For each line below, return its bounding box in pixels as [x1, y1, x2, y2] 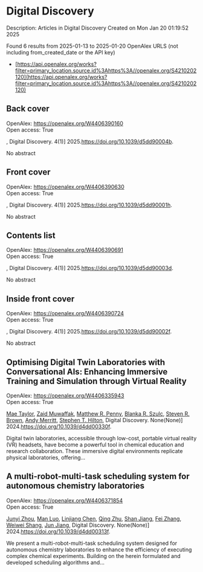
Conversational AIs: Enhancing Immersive [6, 367, 168, 377]
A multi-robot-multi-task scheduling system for [6, 471, 190, 481]
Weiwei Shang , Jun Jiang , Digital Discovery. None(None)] [6, 521, 150, 529]
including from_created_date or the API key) [6, 48, 116, 56]
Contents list [6, 230, 56, 240]
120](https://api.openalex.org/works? [14, 73, 108, 80]
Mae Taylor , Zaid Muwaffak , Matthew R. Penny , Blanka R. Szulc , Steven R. [6, 410, 190, 417]
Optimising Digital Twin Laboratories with [6, 357, 166, 367]
